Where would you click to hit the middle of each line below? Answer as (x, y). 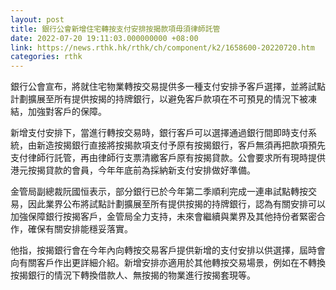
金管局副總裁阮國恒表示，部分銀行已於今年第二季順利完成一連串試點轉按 (159, 192)
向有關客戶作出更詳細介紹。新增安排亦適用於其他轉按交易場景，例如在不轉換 (168, 263)
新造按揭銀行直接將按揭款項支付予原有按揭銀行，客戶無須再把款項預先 (181, 145)
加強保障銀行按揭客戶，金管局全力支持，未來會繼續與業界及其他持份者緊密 (163, 217)
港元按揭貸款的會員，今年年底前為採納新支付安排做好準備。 (133, 170)
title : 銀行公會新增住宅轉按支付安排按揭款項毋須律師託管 (115, 29)
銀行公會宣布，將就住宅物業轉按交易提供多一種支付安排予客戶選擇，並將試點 (168, 87)
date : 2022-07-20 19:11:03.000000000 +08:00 (104, 38)
